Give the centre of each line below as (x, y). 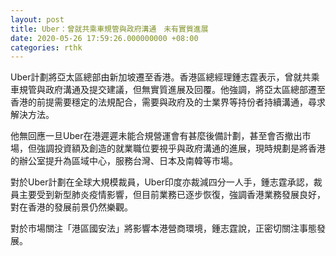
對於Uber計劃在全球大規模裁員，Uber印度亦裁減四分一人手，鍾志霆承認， (162, 182)
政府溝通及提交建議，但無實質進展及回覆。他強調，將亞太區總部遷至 (185, 90)
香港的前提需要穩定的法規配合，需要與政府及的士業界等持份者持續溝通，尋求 (168, 102)
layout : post (37, 19)
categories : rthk (46, 47)
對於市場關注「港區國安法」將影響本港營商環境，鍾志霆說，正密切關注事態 (163, 228)
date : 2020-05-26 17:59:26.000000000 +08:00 (104, 38)
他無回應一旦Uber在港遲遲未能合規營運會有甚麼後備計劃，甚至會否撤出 (156, 136)
